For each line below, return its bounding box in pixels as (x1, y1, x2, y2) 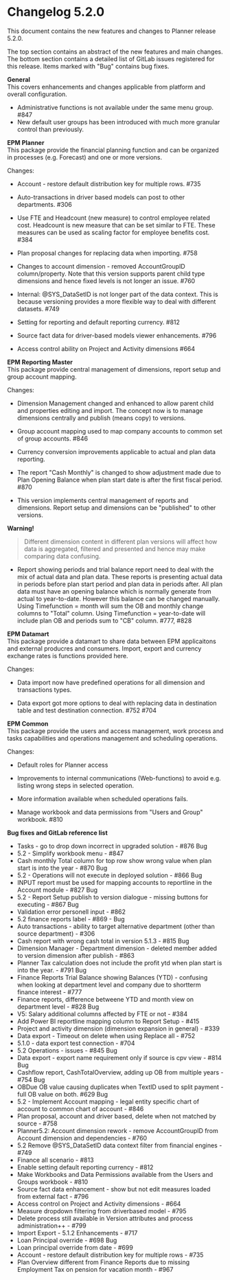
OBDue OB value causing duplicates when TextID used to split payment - (16, 1083, 224, 1091)
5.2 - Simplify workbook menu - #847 (16, 849, 124, 857)
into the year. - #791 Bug (16, 966, 87, 974)
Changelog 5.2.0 (7, 4, 105, 20)
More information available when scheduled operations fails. (16, 794, 189, 802)
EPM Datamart (7, 629, 49, 638)
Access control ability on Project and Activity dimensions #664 (16, 344, 196, 352)
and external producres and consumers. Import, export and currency (7, 644, 202, 653)
